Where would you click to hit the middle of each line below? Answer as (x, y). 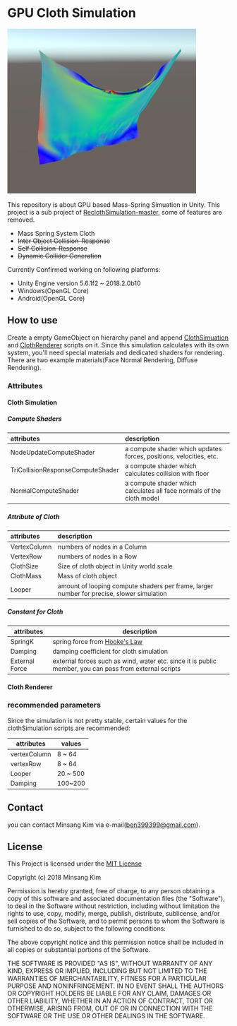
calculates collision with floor (167, 474)
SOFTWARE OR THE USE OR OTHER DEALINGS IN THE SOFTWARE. (106, 1016)
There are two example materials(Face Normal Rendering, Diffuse (103, 360)
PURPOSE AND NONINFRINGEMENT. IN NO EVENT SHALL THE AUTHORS (116, 986)
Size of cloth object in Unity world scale (115, 566)
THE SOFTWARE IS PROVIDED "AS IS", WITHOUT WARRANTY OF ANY (110, 964)
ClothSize (24, 566)
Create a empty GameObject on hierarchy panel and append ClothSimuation (118, 338)
